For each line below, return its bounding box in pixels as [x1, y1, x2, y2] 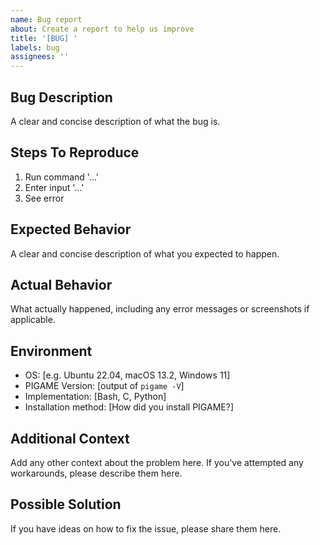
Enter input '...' [24, 181, 85, 193]
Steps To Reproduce [10, 144, 140, 161]
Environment [10, 342, 93, 360]
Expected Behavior [10, 221, 132, 238]
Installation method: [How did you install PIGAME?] [24, 401, 234, 413]
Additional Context [10, 430, 130, 447]
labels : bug [10, 42, 60, 53]
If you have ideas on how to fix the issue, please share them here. [10, 522, 282, 535]
